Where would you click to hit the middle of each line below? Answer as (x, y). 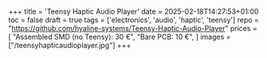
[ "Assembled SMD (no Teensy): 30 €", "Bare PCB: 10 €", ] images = (120, 37)
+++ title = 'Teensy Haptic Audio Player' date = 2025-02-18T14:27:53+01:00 (133, 12)
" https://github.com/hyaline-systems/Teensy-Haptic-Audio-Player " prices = (133, 28)
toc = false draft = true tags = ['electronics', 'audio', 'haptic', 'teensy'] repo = (133, 20)
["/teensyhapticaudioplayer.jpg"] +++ (70, 45)
